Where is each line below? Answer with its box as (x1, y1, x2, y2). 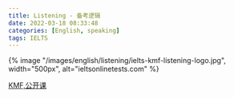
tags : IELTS (8, 33, 48, 42)
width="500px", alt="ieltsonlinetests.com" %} (8, 65, 159, 74)
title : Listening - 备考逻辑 (8, 11, 101, 20)
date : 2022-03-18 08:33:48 (8, 19, 99, 27)
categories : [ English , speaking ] (8, 26, 120, 34)
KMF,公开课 (8, 80, 46, 90)
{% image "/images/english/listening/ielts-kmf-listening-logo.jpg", (8, 56, 227, 65)
